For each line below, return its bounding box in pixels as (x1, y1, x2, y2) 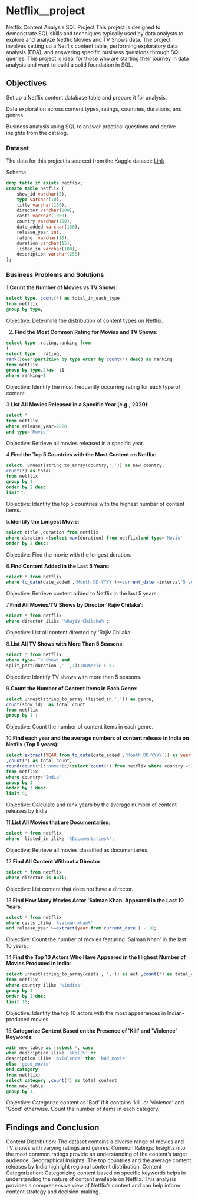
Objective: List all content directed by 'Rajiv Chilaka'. (6, 629, 134, 636)
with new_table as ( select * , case (6, 1044, 94, 1051)
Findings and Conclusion (6, 1122, 100, 1132)
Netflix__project (6, 4, 85, 18)
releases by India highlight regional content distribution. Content (6, 1163, 162, 1170)
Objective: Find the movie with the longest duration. (6, 551, 131, 558)
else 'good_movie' (6, 1061, 51, 1067)
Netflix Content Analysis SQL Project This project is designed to (6, 24, 161, 31)
